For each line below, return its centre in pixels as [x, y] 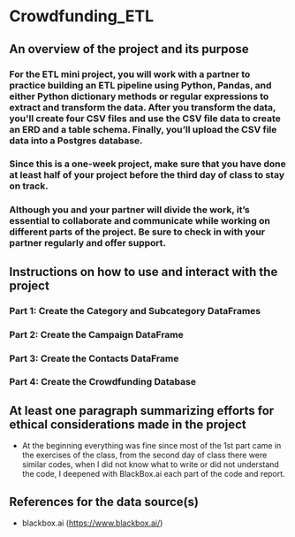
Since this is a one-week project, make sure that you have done [147, 164]
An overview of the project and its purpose [129, 49]
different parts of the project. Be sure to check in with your [137, 232]
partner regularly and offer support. [87, 243]
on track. [29, 186]
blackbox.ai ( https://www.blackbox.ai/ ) [92, 523]
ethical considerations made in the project [128, 424]
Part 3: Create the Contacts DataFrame [94, 358]
